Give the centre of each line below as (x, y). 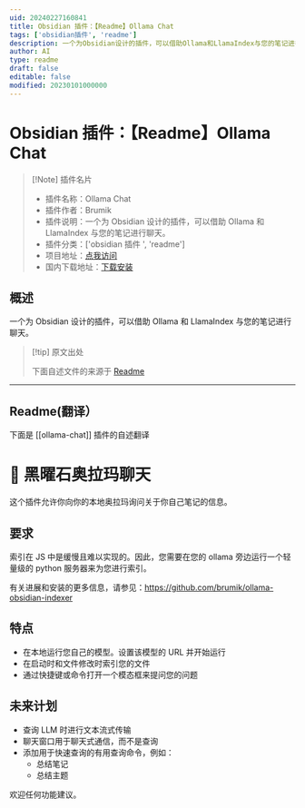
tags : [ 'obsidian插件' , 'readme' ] (74, 34)
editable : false (40, 77)
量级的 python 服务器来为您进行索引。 (80, 567)
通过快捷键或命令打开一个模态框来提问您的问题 (110, 675)
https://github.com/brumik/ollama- (209, 587)
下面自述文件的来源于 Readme (88, 371)
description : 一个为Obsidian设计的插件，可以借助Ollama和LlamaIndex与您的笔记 (149, 43)
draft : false (34, 69)
